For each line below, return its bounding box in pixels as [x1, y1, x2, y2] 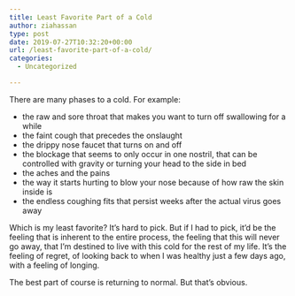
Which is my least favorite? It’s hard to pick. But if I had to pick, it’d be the [9, 222, 276, 232]
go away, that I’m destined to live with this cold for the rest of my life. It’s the [9, 240, 287, 252]
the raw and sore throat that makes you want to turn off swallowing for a [21, 111, 286, 122]
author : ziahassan [9, 21, 77, 30]
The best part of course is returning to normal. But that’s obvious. [9, 277, 248, 287]
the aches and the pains [21, 167, 111, 178]
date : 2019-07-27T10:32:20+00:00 [9, 37, 133, 47]
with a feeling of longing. [9, 260, 100, 270]
